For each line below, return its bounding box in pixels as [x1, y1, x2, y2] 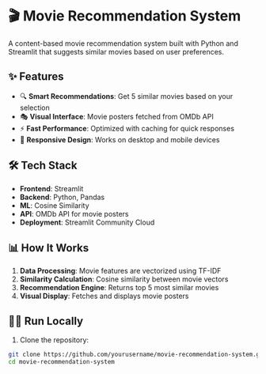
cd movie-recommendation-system [8, 358, 115, 366]
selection [19, 103, 50, 112]
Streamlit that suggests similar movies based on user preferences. [8, 47, 224, 56]
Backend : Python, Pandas [19, 192, 105, 202]
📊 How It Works [8, 241, 89, 255]
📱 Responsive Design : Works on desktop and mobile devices [19, 134, 220, 144]
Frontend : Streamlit [19, 183, 84, 193]
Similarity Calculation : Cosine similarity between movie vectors [19, 274, 229, 284]
